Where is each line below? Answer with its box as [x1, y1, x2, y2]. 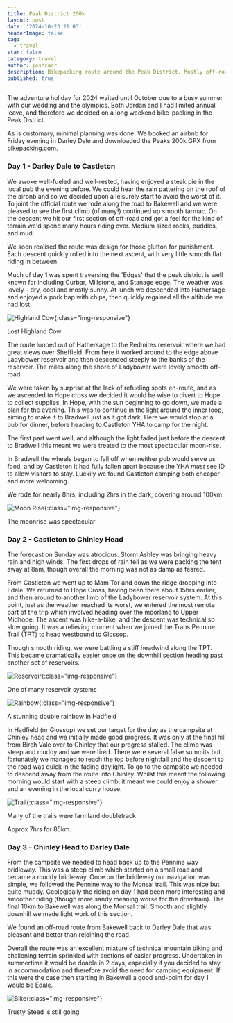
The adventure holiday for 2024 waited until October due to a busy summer [7, 94, 223, 102]
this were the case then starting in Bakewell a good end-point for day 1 [7, 974, 209, 982]
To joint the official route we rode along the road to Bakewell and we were [7, 199, 218, 208]
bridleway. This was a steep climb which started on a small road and [7, 865, 202, 874]
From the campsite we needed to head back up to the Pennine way [7, 858, 199, 867]
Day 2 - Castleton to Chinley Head [7, 534, 123, 544]
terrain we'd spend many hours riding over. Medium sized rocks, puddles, [7, 222, 218, 230]
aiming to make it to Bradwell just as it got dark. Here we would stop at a [7, 413, 214, 421]
